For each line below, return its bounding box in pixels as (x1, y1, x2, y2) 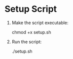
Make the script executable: (11, 20, 69, 26)
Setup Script (4, 3, 57, 15)
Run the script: (11, 38, 42, 45)
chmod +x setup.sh (11, 29, 51, 35)
